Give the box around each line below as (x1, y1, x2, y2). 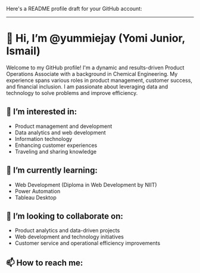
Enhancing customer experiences (14, 142, 98, 149)
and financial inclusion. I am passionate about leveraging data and (6, 83, 168, 90)
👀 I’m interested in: (6, 107, 77, 117)
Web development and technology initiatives (14, 233, 124, 241)
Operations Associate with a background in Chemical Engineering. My (6, 70, 178, 77)
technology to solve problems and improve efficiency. (6, 89, 138, 96)
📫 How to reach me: (6, 257, 83, 268)
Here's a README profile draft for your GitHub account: (6, 5, 142, 12)
